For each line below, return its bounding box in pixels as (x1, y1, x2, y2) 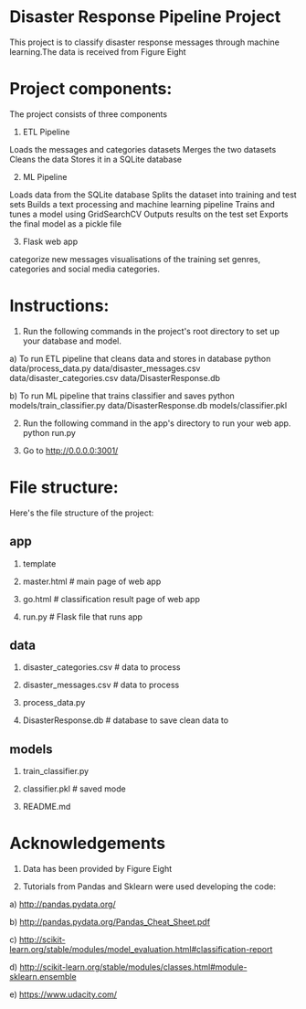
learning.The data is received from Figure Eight (9, 46, 186, 57)
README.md (22, 802, 71, 813)
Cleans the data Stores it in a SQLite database (9, 154, 183, 165)
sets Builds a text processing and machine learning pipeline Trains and (9, 198, 276, 209)
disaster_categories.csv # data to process (22, 662, 181, 673)
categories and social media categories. (9, 263, 161, 274)
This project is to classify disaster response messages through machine (9, 37, 280, 48)
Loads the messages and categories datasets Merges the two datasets (9, 143, 277, 154)
